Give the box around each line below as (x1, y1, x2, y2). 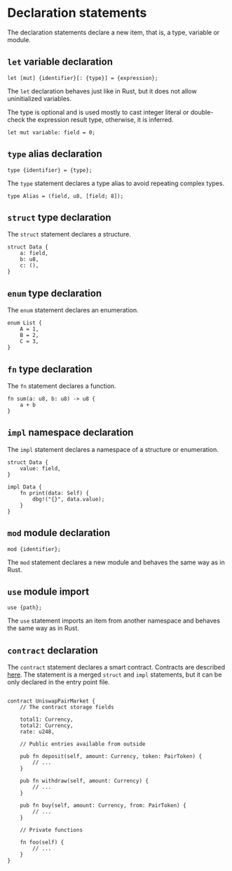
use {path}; (7, 604, 42, 611)
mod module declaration (7, 527, 111, 539)
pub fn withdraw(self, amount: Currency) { (20, 778, 149, 785)
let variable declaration (7, 56, 114, 68)
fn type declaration (7, 363, 93, 375)
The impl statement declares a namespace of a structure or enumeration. (7, 445, 219, 453)
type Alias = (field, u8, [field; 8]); (7, 192, 124, 199)
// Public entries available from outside (20, 740, 146, 748)
